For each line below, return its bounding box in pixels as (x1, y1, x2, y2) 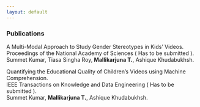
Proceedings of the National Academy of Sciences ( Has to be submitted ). (6, 50, 194, 57)
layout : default (6, 9, 48, 15)
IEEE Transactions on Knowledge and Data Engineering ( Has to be (6, 81, 174, 88)
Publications (6, 29, 45, 37)
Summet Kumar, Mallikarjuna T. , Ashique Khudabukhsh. (6, 94, 148, 101)
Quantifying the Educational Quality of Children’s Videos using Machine (6, 68, 187, 75)
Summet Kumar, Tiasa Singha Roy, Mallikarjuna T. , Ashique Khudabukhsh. (6, 56, 194, 63)
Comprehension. (6, 74, 48, 81)
